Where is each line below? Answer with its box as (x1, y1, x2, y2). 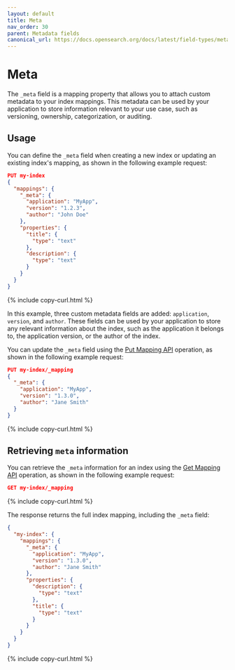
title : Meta (7, 17, 42, 24)
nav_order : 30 (7, 23, 49, 30)
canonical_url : (7, 36, 52, 43)
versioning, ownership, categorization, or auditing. (7, 112, 152, 121)
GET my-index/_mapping (7, 485, 73, 492)
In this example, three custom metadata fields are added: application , (7, 309, 210, 318)
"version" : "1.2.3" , (25, 205, 86, 212)
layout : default (7, 10, 55, 18)
